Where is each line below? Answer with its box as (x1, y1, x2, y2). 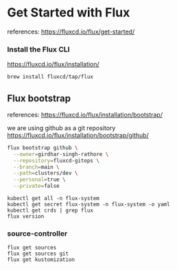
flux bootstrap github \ (7, 144, 78, 151)
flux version (7, 213, 45, 220)
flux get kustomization (7, 256, 75, 263)
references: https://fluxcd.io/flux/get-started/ (7, 27, 135, 36)
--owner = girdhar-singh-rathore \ (13, 151, 109, 158)
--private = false (13, 183, 60, 190)
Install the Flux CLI (7, 45, 70, 54)
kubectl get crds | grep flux (7, 207, 94, 214)
